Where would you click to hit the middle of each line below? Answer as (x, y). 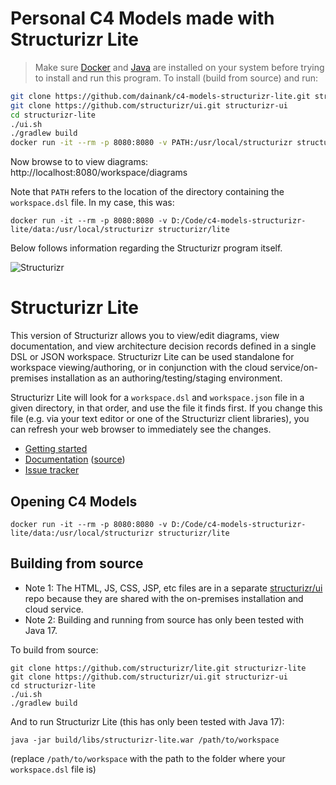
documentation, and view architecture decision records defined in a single (163, 346)
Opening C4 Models (74, 501)
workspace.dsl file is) (53, 769)
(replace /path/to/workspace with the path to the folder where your (148, 758)
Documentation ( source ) (75, 459)
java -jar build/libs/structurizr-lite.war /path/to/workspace (145, 740)
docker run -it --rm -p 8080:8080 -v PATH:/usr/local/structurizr (151, 143)
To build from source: (54, 649)
